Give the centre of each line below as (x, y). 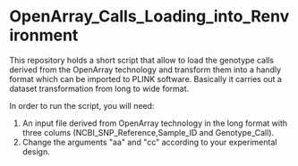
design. (36, 151)
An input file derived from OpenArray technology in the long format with (155, 123)
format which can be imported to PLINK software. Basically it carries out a (145, 79)
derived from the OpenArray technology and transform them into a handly (145, 70)
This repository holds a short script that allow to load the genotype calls (142, 60)
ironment (44, 35)
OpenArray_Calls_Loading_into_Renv (149, 17)
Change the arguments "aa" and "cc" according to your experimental (149, 142)
